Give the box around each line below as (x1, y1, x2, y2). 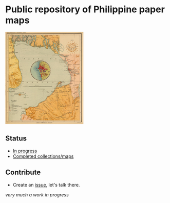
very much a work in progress (5, 191, 69, 198)
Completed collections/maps (12, 153, 74, 159)
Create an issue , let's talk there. (12, 181, 80, 188)
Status (5, 134, 27, 143)
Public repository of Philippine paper (5, 4, 165, 15)
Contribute (5, 168, 41, 177)
